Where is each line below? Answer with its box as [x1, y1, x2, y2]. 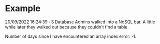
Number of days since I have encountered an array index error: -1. [5, 33, 137, 39]
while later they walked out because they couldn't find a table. [5, 24, 129, 29]
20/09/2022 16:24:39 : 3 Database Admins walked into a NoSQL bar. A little [5, 19, 156, 25]
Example [5, 3, 41, 14]
